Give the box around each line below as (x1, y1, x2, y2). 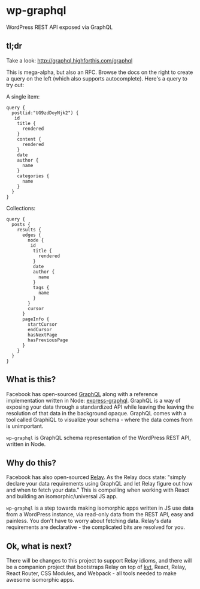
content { (17, 136, 42, 142)
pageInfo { (22, 316, 50, 322)
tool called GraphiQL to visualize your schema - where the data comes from (6, 416, 193, 423)
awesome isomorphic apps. (6, 576, 75, 584)
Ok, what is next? (6, 541, 72, 551)
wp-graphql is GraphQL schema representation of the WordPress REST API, (6, 434, 192, 441)
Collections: (6, 204, 36, 212)
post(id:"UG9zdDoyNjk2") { (11, 109, 79, 116)
